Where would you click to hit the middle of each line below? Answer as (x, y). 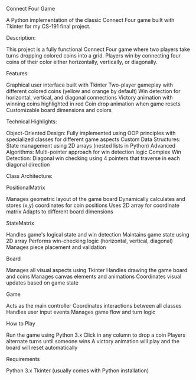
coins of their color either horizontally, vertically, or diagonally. (82, 62)
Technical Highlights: (32, 122)
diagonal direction (28, 165)
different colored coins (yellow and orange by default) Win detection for (94, 91)
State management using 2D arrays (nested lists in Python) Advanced (91, 146)
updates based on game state (42, 283)
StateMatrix (20, 223)
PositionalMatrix (26, 187)
